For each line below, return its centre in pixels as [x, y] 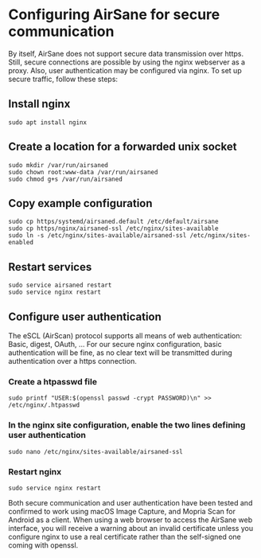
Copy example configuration [80, 203]
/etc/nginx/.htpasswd [44, 405]
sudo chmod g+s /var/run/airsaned [66, 179]
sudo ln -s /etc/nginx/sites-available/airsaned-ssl [97, 236]
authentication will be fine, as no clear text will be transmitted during [120, 353]
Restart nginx [35, 471]
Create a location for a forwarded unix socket [123, 147]
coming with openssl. [43, 545]
